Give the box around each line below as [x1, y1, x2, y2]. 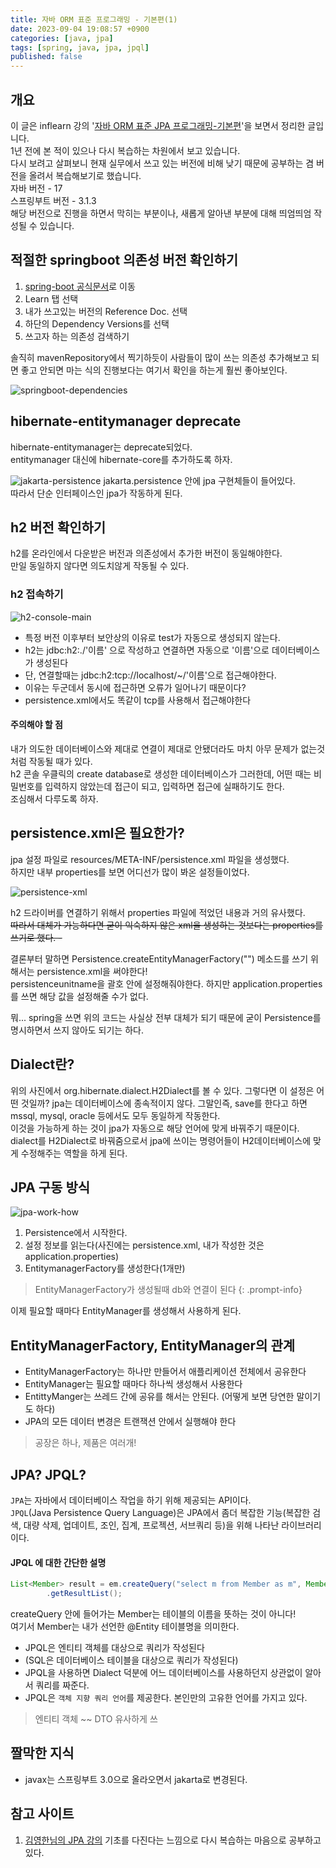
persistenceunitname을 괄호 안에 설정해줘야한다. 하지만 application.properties [10, 977, 323, 990]
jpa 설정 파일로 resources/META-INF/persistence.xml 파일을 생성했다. [10, 853, 290, 865]
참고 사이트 [10, 1806, 75, 1823]
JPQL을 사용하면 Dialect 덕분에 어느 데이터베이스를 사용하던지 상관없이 [24, 1666, 303, 1678]
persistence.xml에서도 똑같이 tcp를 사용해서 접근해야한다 [24, 694, 252, 706]
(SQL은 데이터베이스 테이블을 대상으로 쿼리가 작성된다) [24, 1654, 239, 1666]
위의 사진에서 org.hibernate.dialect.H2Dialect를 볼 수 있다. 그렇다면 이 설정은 [10, 1084, 315, 1096]
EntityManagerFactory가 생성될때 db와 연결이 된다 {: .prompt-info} [34, 1284, 303, 1296]
